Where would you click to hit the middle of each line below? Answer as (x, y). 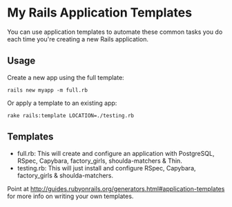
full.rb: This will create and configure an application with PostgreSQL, (116, 153)
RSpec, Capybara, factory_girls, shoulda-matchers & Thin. (100, 161)
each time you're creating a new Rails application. (78, 39)
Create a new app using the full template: (66, 77)
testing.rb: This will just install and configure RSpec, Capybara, (106, 168)
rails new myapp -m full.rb (48, 90)
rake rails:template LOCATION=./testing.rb (71, 115)
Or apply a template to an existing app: (62, 103)
